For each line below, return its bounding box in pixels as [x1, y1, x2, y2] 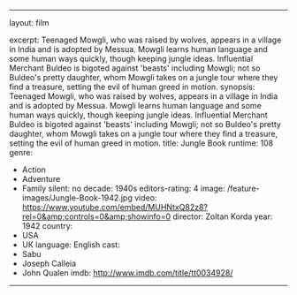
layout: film [9, 18, 50, 27]
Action [21, 164, 47, 175]
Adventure [21, 174, 61, 184]
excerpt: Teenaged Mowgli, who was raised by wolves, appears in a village [9, 34, 282, 45]
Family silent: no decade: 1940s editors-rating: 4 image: [21, 183, 225, 193]
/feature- [226, 183, 260, 193]
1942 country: [21, 221, 73, 231]
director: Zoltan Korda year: [172, 211, 273, 222]
